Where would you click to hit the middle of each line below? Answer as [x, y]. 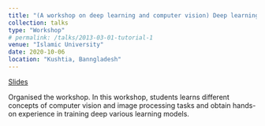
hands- [244, 105]
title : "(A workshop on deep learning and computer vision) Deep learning [134, 15]
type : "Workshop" [37, 30]
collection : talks [38, 23]
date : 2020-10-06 [37, 52]
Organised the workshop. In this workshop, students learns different [119, 97]
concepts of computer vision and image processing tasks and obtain [119, 105]
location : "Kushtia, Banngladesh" [65, 60]
